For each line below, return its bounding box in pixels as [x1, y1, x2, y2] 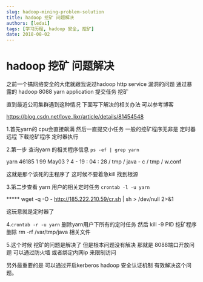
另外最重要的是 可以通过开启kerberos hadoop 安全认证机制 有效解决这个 [6, 261, 187, 269]
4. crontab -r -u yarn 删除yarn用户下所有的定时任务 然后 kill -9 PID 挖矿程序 [6, 221, 197, 228]
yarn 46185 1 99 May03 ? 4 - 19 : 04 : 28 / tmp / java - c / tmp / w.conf [6, 158, 182, 165]
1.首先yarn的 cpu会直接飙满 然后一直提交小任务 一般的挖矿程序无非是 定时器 [6, 125, 196, 133]
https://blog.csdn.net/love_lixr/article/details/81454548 [6, 113, 144, 120]
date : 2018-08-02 [6, 31, 50, 38]
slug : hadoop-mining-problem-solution [6, 8, 104, 15]
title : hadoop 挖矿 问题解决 [6, 15, 75, 21]
